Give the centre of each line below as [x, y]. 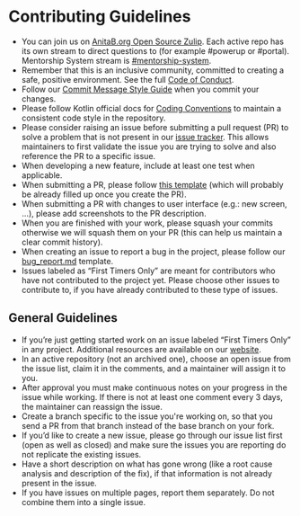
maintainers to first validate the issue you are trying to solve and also [149, 147]
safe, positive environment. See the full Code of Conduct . [128, 79]
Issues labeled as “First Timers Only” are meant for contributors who [148, 271]
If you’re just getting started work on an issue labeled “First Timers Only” [156, 340]
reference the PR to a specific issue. [88, 156]
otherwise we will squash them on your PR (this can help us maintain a [152, 232]
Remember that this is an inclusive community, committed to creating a [153, 70]
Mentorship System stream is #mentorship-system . [116, 60]
